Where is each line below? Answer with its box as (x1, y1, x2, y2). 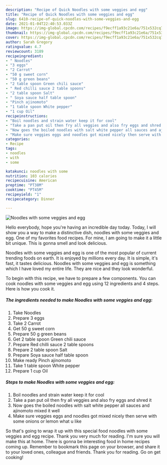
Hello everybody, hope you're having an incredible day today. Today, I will (5, 224, 156, 230)
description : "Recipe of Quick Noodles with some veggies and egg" (5, 7, 148, 12)
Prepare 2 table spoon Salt (12, 347, 67, 353)
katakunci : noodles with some (5, 169, 68, 174)
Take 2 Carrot (12, 320, 41, 326)
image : (5, 26, 19, 31)
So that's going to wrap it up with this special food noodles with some (5, 428, 148, 434)
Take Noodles (12, 309, 41, 316)
